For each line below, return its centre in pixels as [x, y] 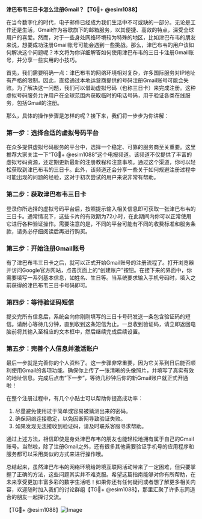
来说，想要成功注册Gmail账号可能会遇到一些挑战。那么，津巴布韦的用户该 [98, 45]
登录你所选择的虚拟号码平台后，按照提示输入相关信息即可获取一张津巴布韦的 [101, 209]
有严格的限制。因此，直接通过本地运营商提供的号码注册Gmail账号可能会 [95, 80]
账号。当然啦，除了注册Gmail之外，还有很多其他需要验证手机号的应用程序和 [100, 447]
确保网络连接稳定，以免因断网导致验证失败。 [70, 419]
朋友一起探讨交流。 [40, 497]
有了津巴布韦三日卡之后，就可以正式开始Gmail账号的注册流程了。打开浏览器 [100, 262]
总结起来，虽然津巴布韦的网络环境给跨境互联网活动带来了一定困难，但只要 [98, 467]
